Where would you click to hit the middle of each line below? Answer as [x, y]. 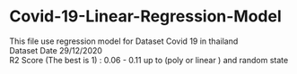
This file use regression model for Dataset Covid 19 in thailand [124, 41]
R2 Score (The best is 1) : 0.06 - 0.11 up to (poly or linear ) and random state [149, 60]
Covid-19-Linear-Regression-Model [146, 16]
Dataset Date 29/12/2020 [56, 50]
